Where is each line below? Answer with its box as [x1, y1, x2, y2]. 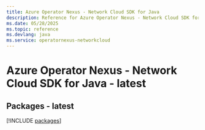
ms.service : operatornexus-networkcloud [6, 37, 111, 43]
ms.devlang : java [6, 32, 51, 38]
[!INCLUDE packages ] [6, 117, 62, 124]
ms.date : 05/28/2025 [6, 20, 59, 26]
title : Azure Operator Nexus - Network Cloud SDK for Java [6, 9, 160, 15]
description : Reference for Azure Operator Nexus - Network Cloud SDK [6, 15, 190, 21]
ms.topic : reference [6, 26, 59, 32]
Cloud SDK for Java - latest [6, 77, 146, 90]
